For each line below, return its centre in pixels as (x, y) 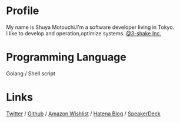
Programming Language (66, 57)
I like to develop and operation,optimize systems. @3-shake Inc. (84, 33)
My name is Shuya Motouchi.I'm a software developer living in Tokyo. (90, 27)
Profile (23, 11)
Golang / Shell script (31, 73)
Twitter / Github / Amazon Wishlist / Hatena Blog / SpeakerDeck (83, 114)
